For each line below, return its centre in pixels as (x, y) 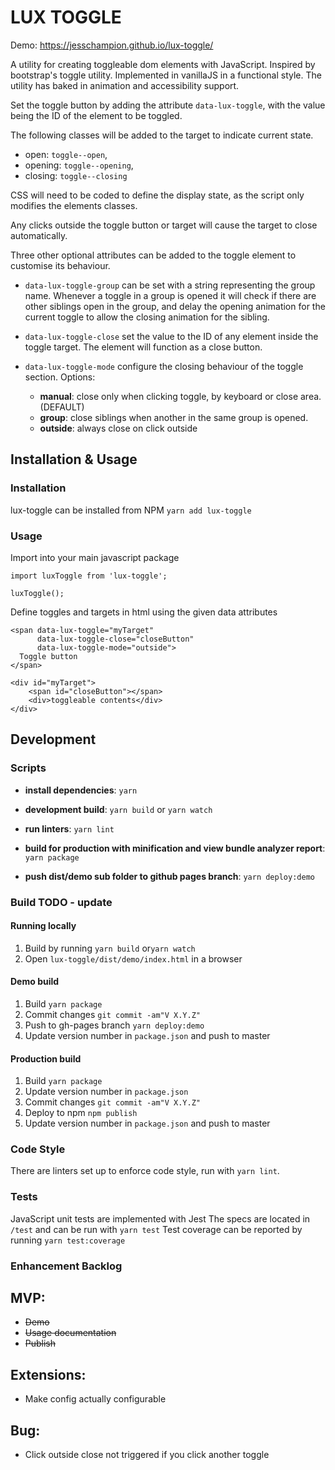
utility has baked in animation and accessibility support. (125, 85)
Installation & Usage (74, 459)
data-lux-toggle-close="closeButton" (115, 639)
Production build (46, 1058)
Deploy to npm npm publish (81, 1113)
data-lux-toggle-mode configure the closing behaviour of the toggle (164, 366)
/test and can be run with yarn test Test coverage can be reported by (156, 1229)
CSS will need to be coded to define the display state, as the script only (157, 195)
